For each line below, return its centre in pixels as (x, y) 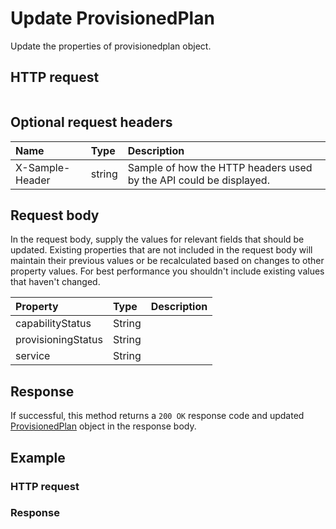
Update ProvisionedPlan (112, 18)
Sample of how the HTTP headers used (220, 167)
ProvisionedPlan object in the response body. (103, 426)
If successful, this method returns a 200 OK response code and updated (157, 416)
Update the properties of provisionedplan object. (111, 46)
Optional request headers (91, 122)
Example (38, 457)
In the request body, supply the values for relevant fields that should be (157, 239)
